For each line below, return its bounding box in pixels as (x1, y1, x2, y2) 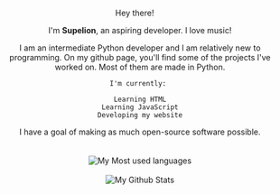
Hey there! (115, 7, 154, 18)
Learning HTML (113, 95, 167, 104)
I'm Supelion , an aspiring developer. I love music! (48, 25, 232, 35)
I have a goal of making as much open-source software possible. (19, 126, 261, 137)
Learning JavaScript (100, 103, 180, 112)
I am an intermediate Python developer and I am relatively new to (19, 42, 261, 53)
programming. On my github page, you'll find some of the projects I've (9, 52, 271, 62)
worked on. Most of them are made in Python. (54, 61, 226, 72)
